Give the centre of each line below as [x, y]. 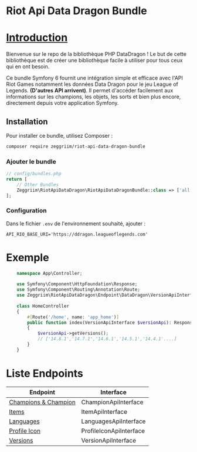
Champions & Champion [43, 402]
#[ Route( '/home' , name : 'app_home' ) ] [73, 317]
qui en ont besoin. [28, 67]
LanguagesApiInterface [113, 421]
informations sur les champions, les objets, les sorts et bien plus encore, [94, 97]
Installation [27, 122]
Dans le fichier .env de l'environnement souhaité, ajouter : [76, 223]
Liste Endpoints [45, 373]
